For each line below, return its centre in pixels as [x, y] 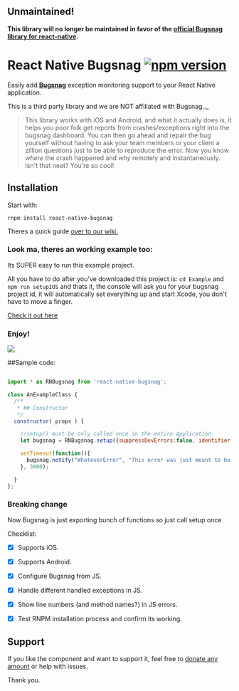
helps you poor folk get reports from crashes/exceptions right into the [127, 127]
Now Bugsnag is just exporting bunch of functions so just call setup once [115, 519]
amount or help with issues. [48, 666]
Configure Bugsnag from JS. [59, 576]
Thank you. [24, 680]
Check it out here [33, 315]
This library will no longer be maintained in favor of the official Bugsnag [115, 28]
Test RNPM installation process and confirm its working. [100, 619]
